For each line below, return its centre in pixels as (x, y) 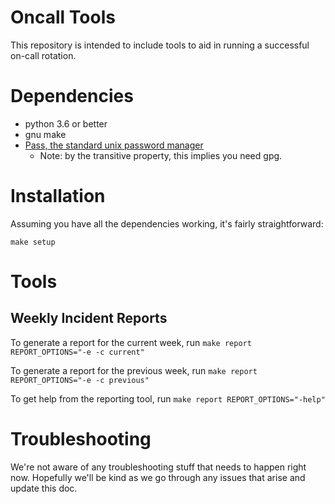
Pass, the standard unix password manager (114, 145)
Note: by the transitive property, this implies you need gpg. (161, 155)
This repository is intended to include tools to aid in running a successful (160, 45)
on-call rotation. (43, 55)
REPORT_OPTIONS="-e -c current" (77, 352)
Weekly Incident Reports (89, 318)
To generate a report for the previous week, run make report (134, 370)
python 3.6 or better (66, 123)
